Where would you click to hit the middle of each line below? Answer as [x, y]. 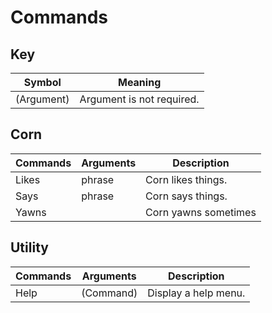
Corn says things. [186, 196]
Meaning [139, 82]
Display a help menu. [196, 293]
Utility [29, 247]
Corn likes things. [186, 179]
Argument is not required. [139, 99]
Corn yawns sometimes [201, 212]
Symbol [42, 82]
